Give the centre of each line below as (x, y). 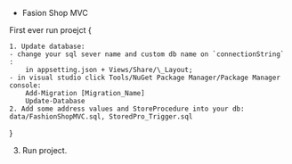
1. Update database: (48, 46)
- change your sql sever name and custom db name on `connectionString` (147, 54)
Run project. (45, 150)
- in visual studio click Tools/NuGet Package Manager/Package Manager (145, 78)
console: (25, 86)
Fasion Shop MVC (55, 13)
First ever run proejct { (50, 30)
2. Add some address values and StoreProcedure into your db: (127, 109)
